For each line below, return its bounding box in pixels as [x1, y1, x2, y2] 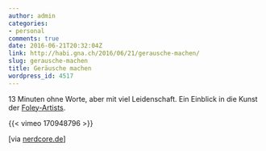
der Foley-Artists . [8, 103, 66, 112]
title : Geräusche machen [8, 65, 92, 73]
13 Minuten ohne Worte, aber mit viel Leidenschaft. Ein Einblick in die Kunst [8, 94, 258, 103]
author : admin [8, 11, 56, 20]
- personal [8, 27, 45, 35]
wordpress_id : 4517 [8, 72, 74, 80]
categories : [8, 19, 48, 27]
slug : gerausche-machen [8, 57, 89, 65]
